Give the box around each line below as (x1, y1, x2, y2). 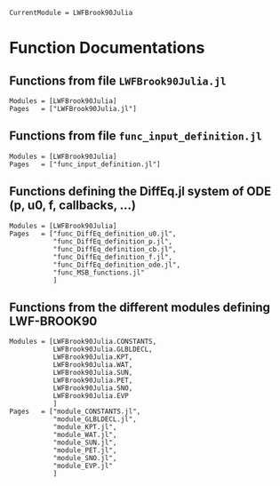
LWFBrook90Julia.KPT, (52, 353, 133, 362)
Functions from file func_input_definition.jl (9, 129, 262, 144)
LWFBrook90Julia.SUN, (52, 369, 133, 378)
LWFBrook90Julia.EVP (52, 392, 129, 401)
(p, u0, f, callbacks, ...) (9, 198, 136, 213)
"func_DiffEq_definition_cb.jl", (52, 244, 177, 253)
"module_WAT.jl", (52, 431, 117, 440)
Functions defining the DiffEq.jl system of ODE (9, 184, 272, 199)
